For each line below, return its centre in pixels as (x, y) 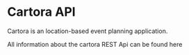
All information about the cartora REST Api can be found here (95, 44)
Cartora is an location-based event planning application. (88, 31)
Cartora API (41, 12)
